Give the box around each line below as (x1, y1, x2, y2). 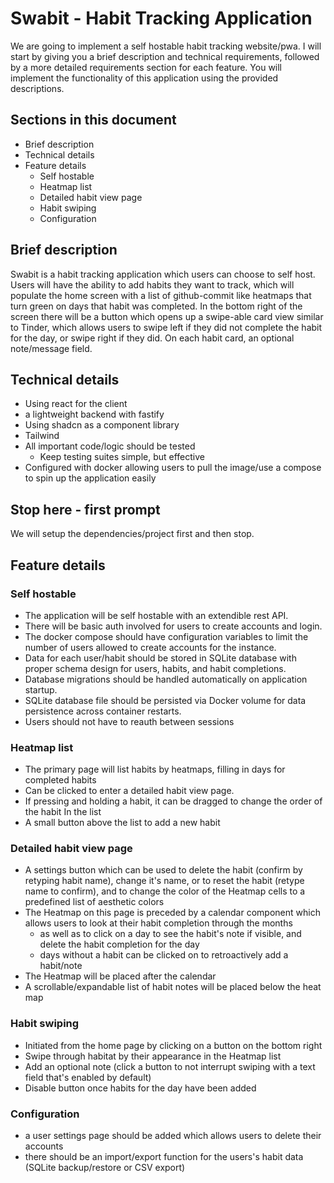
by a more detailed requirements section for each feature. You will (10, 61, 283, 73)
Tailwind (24, 430, 60, 442)
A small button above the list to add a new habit (24, 817, 221, 829)
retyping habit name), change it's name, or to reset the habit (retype (24, 875, 305, 887)
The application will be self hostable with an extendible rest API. (24, 609, 289, 621)
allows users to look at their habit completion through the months (24, 917, 293, 929)
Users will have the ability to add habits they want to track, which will (10, 278, 295, 291)
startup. (24, 683, 58, 696)
